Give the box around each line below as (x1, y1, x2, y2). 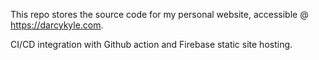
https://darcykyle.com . (10, 19, 104, 31)
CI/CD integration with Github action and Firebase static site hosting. (10, 39, 293, 50)
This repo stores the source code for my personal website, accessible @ (10, 9, 309, 20)
